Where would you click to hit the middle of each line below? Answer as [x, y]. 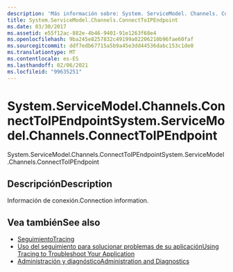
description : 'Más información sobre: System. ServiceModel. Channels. [113, 14]
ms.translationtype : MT [42, 53]
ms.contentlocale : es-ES [43, 59]
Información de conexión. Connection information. [78, 201]
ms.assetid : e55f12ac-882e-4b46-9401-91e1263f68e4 [82, 33]
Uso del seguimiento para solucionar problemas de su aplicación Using [118, 246]
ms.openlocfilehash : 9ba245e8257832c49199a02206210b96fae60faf [101, 40]
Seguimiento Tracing [46, 239]
